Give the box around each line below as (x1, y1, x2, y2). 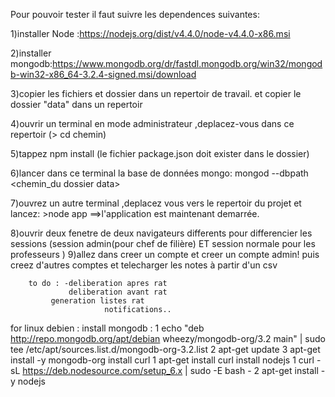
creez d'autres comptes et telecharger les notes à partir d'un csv (10, 259, 278, 271)
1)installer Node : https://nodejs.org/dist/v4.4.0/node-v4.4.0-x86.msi (10, 28, 291, 39)
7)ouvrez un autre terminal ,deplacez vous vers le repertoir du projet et (10, 197, 302, 209)
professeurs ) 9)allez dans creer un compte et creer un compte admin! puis (10, 249, 320, 260)
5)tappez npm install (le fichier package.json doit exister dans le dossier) (10, 148, 310, 159)
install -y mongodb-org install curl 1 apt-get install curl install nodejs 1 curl (10, 354, 315, 366)
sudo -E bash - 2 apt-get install (189, 365, 319, 376)
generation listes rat (50, 296, 145, 306)
